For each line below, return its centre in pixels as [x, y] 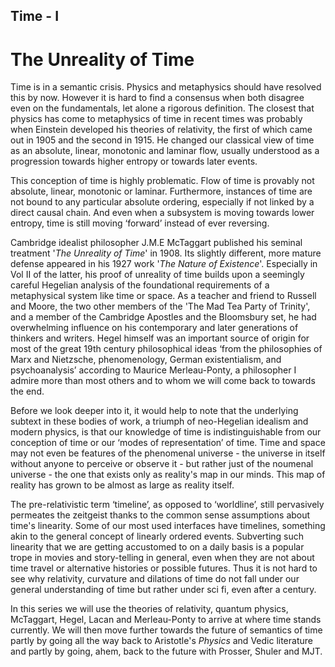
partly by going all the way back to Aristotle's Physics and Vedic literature [161, 641]
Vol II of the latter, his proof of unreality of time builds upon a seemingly [157, 275]
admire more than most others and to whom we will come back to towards [163, 381]
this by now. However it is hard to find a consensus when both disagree [157, 98]
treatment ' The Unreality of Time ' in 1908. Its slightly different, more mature [166, 253]
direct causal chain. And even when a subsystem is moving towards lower [162, 213]
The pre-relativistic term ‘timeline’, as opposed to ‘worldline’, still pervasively [167, 505]
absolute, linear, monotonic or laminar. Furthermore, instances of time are [161, 191]
